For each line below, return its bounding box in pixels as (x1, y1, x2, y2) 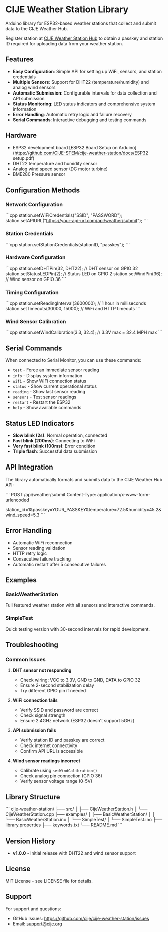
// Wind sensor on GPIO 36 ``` (5, 276, 67, 282)
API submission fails (12, 727, 56, 733)
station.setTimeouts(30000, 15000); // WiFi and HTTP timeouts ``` (5, 306, 141, 312)
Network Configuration (5, 201, 63, 208)
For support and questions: (5, 906, 61, 912)
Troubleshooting (5, 641, 59, 649)
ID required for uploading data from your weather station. (5, 40, 124, 46)
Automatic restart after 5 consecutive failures (12, 561, 106, 567)
